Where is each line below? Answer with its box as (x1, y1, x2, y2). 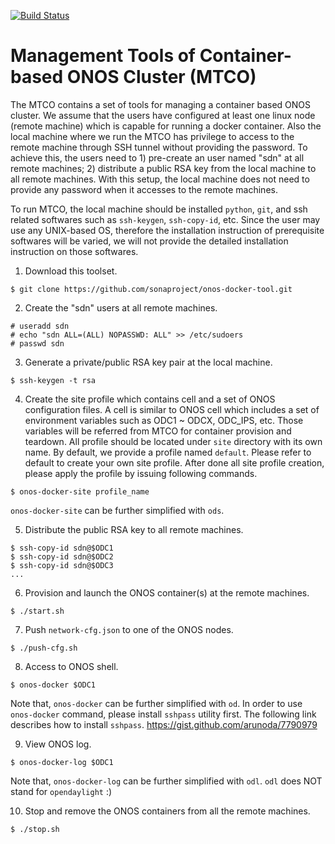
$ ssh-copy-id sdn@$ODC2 (10, 551, 114, 562)
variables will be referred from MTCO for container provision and (24, 425, 292, 437)
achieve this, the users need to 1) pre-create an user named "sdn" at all (10, 151, 305, 164)
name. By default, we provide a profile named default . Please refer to (24, 446, 312, 458)
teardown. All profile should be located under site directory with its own (24, 435, 323, 447)
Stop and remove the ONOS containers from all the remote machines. (24, 805, 311, 817)
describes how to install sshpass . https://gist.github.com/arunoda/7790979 (10, 718, 318, 730)
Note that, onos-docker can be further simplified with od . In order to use (10, 697, 303, 709)
